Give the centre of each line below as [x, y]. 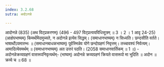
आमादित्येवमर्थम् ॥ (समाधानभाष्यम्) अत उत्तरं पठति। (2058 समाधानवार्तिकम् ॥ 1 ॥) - [72, 49]
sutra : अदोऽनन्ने [18, 14]
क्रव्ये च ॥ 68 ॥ [18, 60]
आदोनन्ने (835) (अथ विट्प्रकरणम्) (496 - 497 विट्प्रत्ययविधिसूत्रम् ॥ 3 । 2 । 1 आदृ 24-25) [80, 32]
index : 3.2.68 [20, 10]
